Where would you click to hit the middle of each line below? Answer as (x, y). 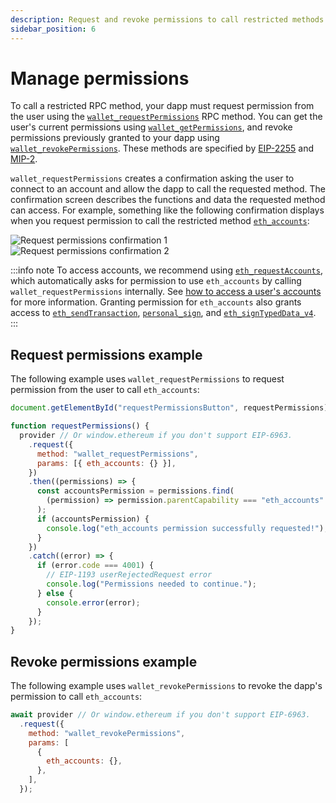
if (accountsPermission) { (93, 519)
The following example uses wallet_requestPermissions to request (147, 379)
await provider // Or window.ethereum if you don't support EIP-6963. (160, 715)
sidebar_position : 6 (53, 29)
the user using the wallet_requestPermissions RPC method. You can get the (166, 117)
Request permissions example (106, 354)
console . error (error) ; (93, 602)
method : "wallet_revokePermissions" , (107, 733)
